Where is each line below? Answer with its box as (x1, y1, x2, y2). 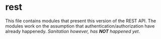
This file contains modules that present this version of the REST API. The (5, 18, 156, 24)
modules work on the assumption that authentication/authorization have (5, 23, 155, 29)
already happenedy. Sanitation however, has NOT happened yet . (5, 28, 140, 34)
